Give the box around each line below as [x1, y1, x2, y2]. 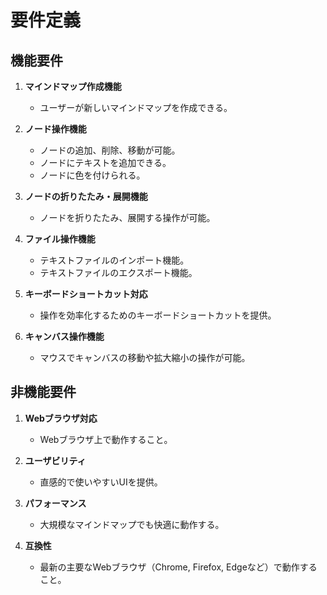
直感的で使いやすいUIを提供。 [39, 476, 163, 488]
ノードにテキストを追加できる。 [39, 157, 172, 168]
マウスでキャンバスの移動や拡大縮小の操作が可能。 [39, 352, 251, 363]
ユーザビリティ [24, 454, 87, 466]
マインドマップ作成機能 [24, 81, 122, 92]
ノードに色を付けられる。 [39, 169, 146, 181]
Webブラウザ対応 [24, 412, 98, 424]
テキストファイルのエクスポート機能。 [39, 267, 198, 278]
